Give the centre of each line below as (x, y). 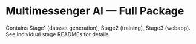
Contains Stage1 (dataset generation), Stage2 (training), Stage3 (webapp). (98, 28)
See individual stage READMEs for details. (58, 34)
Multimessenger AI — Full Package (95, 11)
